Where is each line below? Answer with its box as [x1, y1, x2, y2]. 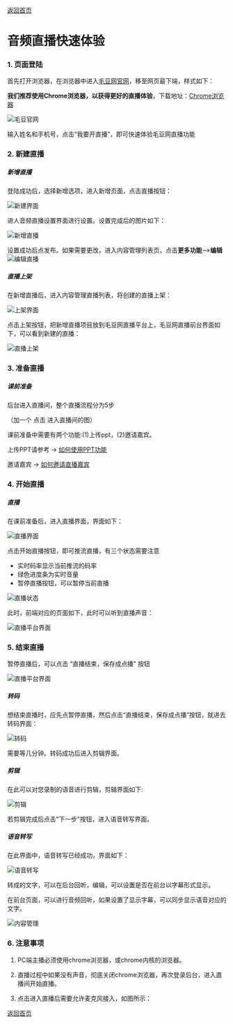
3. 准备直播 [7, 364, 45, 373]
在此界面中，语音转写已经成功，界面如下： [7, 851, 129, 860]
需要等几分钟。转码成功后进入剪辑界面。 [7, 749, 123, 757]
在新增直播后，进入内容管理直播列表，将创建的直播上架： [7, 291, 172, 299]
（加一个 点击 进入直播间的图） [7, 416, 96, 424]
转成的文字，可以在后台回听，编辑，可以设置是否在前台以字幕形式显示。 [7, 881, 214, 889]
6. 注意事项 [7, 938, 45, 948]
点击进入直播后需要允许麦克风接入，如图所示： [17, 994, 152, 1002]
